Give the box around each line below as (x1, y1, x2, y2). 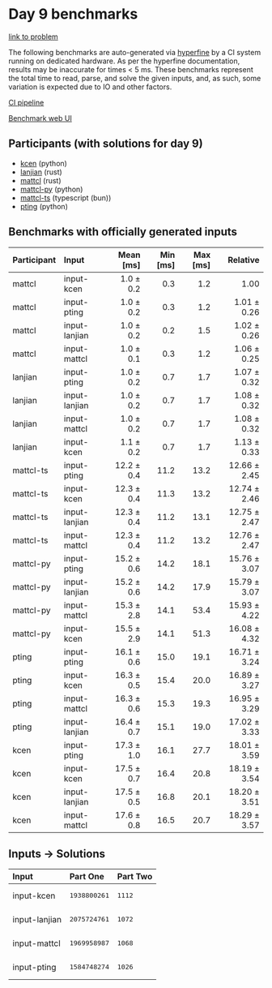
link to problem (8, 32, 58, 41)
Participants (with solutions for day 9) (8, 137, 204, 151)
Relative (227, 254, 260, 265)
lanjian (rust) (19, 167, 62, 177)
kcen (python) (19, 158, 67, 168)
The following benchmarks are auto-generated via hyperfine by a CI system (8, 47, 261, 57)
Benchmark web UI (8, 113, 73, 122)
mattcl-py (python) (19, 184, 83, 194)
